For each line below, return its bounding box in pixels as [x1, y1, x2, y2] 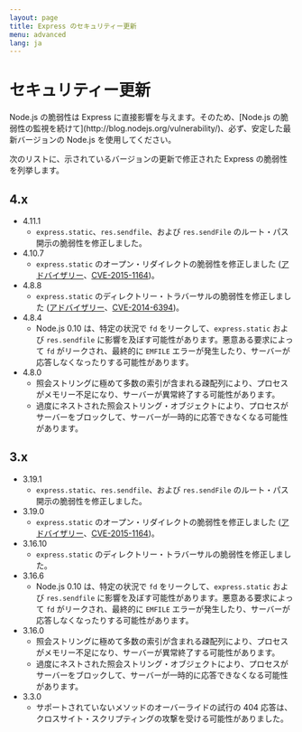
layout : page [9, 13, 59, 23]
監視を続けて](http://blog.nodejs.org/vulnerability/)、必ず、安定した [32, 123, 284, 134]
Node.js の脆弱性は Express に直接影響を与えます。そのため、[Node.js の [9, 112, 281, 123]
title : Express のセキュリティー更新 [9, 22, 137, 31]
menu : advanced [9, 30, 67, 39]
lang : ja [9, 38, 42, 48]
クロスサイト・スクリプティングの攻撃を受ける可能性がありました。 [35, 713, 288, 724]
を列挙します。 [9, 164, 65, 176]
